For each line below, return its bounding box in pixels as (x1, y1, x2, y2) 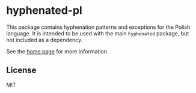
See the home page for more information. (6, 47, 109, 55)
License (6, 65, 37, 76)
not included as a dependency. (6, 36, 83, 43)
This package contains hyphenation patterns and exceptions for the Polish (6, 23, 191, 31)
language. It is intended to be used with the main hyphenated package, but (6, 29, 189, 37)
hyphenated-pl (6, 4, 82, 17)
